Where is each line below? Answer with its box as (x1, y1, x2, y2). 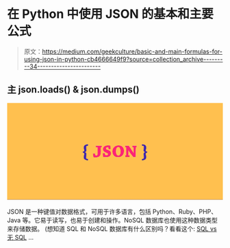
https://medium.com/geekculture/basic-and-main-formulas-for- (42, 47, 222, 55)
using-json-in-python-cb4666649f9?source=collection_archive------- (23, 55, 223, 63)
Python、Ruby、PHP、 (153, 207, 218, 216)
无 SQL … (7, 233, 34, 241)
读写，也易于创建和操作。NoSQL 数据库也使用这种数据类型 (52, 216, 218, 224)
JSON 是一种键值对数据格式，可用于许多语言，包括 (7, 207, 152, 216)
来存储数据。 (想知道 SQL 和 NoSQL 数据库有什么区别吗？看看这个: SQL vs (7, 224, 217, 233)
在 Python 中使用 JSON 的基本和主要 (7, 6, 214, 22)
